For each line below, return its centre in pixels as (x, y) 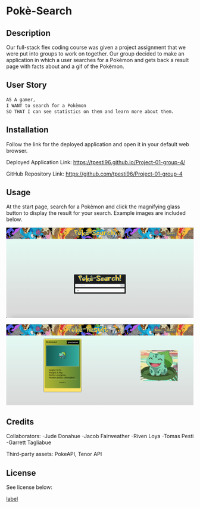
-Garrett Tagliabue (29, 442)
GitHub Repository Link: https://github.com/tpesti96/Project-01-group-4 (94, 174)
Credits (20, 422)
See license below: (29, 487)
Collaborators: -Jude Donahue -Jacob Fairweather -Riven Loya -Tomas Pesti (100, 436)
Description (28, 33)
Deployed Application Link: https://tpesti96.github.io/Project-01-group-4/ (96, 162)
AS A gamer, (21, 100)
